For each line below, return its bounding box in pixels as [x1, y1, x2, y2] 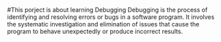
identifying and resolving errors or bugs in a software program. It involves [7, 13, 215, 21]
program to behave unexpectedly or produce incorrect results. [7, 27, 183, 35]
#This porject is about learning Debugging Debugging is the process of [7, 6, 208, 14]
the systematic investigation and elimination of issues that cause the [7, 20, 200, 28]
